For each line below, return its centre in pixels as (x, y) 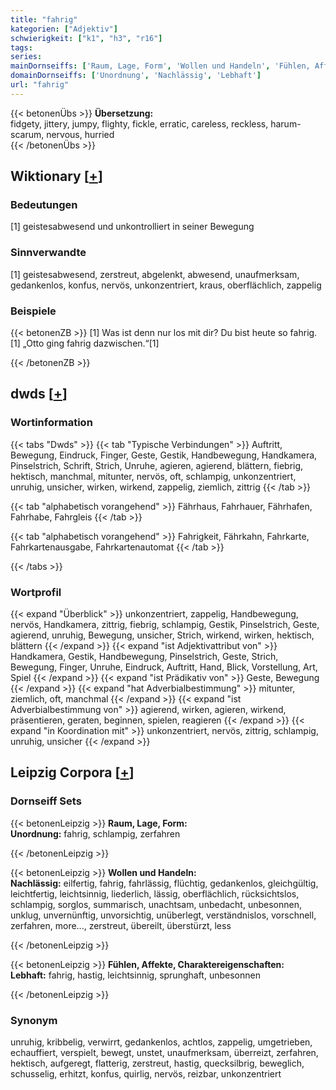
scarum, (27, 134)
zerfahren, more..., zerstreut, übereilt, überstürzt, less (121, 925)
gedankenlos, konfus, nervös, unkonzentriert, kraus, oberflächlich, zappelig (166, 285)
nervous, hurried (80, 134)
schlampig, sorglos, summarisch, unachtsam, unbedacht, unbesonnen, (156, 904)
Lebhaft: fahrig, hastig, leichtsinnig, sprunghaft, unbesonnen (135, 975)
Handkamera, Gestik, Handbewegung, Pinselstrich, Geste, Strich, (144, 657)
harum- (286, 123)
